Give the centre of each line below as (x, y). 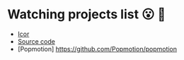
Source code (36, 41)
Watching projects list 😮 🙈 (87, 14)
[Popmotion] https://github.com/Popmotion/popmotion (97, 49)
